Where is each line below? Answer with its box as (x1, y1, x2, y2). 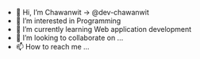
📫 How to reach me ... (15, 42, 90, 51)
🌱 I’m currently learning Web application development (15, 25, 192, 33)
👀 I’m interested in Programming (15, 16, 121, 26)
